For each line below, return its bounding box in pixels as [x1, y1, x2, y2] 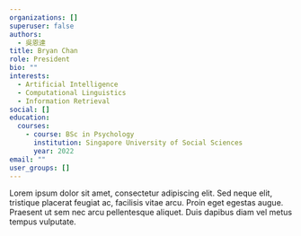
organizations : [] [9, 13, 78, 22]
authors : [9, 30, 42, 39]
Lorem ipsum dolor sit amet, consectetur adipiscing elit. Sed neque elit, [9, 188, 272, 198]
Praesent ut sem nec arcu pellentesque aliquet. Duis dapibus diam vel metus [9, 207, 293, 218]
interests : [9, 72, 50, 81]
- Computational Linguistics [17, 88, 127, 97]
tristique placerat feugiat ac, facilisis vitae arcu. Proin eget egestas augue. [9, 197, 284, 208]
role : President [9, 55, 70, 64]
